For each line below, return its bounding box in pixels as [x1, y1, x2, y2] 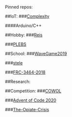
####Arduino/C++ [5, 23, 42, 28]
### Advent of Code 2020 [5, 97, 57, 103]
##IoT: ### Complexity [5, 13, 50, 19]
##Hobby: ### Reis [5, 32, 43, 38]
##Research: [5, 79, 30, 84]
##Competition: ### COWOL [5, 88, 61, 93]
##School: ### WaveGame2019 [5, 51, 67, 56]
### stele [5, 60, 23, 65]
